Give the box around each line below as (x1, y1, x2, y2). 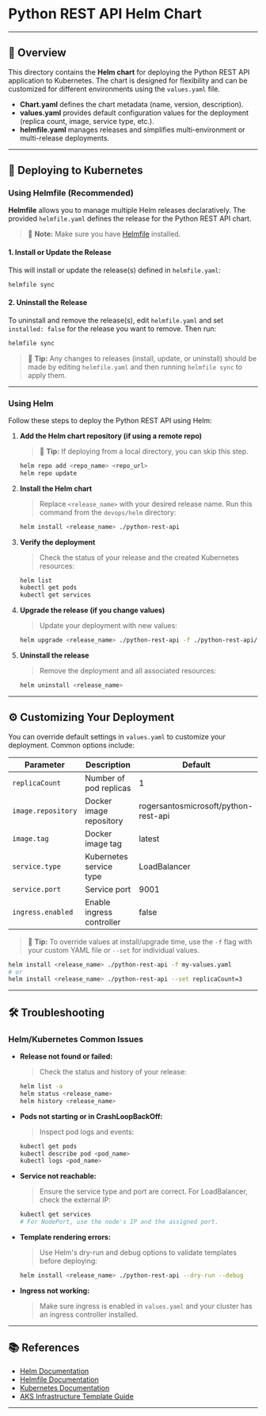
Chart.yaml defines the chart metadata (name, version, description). (19, 99, 244, 109)
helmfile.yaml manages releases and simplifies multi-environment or (19, 125, 245, 134)
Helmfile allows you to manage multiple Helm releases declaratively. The (8, 206, 246, 215)
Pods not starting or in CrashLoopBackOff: (19, 1111, 163, 1121)
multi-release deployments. (19, 133, 109, 143)
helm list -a (19, 1082, 63, 1090)
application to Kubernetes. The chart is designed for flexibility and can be (8, 75, 248, 85)
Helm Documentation (19, 1366, 89, 1375)
